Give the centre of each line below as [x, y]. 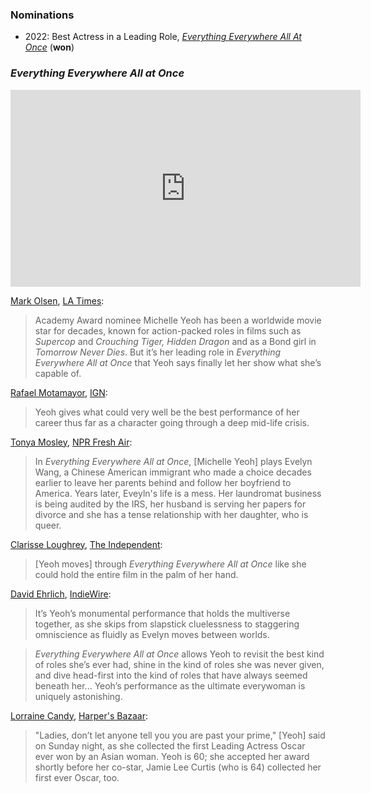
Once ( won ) [49, 47]
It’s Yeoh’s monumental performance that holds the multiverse [162, 613]
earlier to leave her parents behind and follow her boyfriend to [163, 482]
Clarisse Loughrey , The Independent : [86, 544]
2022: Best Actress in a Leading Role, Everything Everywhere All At [163, 37]
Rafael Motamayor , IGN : [59, 392]
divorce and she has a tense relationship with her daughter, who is [171, 514]
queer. [48, 525]
